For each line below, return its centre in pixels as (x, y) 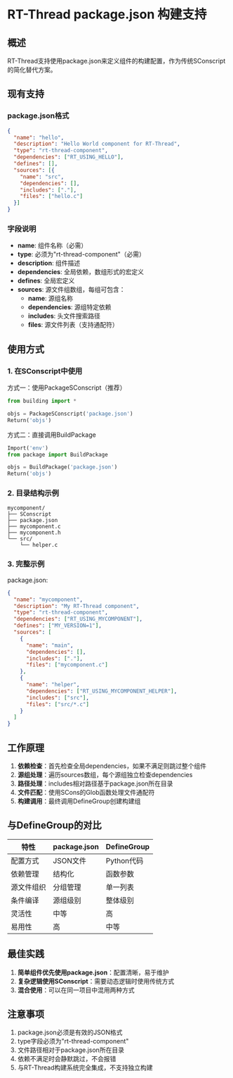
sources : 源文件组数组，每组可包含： (71, 290)
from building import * (42, 401)
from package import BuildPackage (58, 454)
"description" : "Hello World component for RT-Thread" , (97, 144)
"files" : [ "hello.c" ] (51, 197)
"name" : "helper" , (53, 685)
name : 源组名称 (51, 298)
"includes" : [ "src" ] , (58, 698)
